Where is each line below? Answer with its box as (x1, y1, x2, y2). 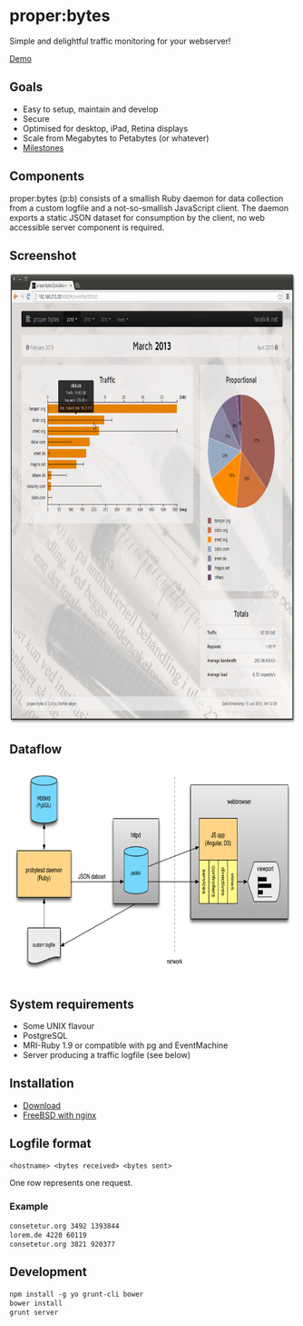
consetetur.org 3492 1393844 (9, 1221, 120, 1231)
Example (9, 1200, 49, 1212)
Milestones (22, 142, 64, 153)
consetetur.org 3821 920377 (9, 1240, 116, 1249)
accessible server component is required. (9, 222, 165, 233)
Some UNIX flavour (22, 1021, 95, 1032)
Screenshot (9, 247, 77, 264)
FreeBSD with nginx (22, 1110, 97, 1121)
